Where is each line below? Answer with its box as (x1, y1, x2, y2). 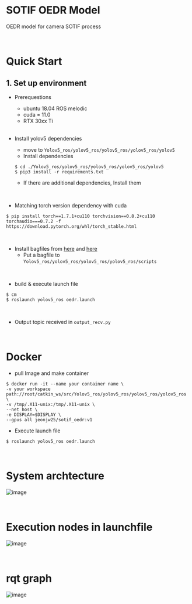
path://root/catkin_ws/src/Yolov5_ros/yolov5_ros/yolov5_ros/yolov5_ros (6, 391, 187, 397)
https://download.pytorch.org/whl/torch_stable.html (6, 223, 137, 229)
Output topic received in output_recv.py (14, 318, 111, 325)
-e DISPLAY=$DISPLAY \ (6, 411, 61, 418)
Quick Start (6, 55, 62, 68)
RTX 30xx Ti (23, 117, 54, 124)
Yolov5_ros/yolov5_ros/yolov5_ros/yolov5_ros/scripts (23, 258, 157, 264)
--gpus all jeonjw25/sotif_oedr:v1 (6, 417, 93, 422)
